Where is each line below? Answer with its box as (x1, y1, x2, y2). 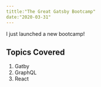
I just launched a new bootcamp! (6, 30, 85, 37)
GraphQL (14, 69, 37, 76)
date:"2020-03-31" (6, 14, 51, 20)
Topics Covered (6, 47, 65, 57)
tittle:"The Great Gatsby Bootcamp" (6, 8, 96, 15)
